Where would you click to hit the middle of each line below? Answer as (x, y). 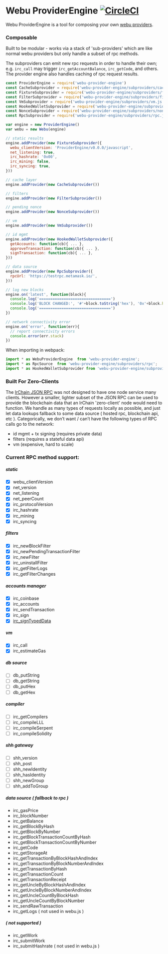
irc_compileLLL (28, 722)
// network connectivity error (38, 322)
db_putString (26, 675)
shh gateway (20, 745)
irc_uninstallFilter (30, 563)
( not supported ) (23, 923)
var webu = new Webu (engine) (36, 129)
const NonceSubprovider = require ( (43, 111)
